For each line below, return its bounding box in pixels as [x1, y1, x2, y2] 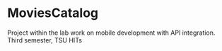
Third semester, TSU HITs [7, 35, 83, 44]
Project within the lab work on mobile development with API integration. [7, 28, 216, 37]
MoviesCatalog [7, 5, 99, 21]
